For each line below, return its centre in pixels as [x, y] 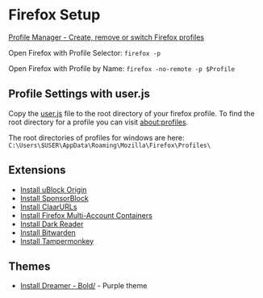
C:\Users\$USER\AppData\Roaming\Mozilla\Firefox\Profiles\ [110, 145]
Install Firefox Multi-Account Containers [86, 215]
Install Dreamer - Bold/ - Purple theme [83, 286]
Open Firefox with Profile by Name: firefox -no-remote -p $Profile [122, 68]
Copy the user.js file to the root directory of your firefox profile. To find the [132, 113]
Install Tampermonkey [57, 241]
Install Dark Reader [52, 224]
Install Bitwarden [48, 233]
